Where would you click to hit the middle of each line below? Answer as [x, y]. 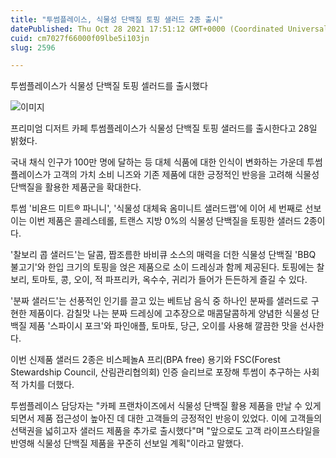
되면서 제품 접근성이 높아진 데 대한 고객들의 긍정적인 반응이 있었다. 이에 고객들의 [166, 418]
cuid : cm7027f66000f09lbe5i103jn [80, 38]
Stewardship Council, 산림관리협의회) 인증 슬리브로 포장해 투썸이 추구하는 [156, 372]
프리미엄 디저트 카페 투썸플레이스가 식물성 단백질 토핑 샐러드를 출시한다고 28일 [164, 128]
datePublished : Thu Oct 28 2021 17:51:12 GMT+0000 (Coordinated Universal [169, 29]
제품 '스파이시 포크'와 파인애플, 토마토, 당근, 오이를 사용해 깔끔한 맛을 [163, 326]
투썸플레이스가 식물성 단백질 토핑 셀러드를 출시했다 [109, 86]
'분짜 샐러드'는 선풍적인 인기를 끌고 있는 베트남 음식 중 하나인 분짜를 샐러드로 [159, 301]
